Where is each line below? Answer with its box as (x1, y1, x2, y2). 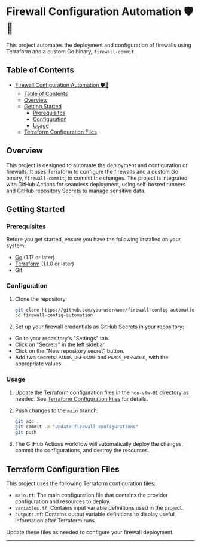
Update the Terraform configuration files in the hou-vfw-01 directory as (14, 389, 190, 396)
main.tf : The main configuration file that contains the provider (14, 492, 169, 499)
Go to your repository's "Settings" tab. (14, 335, 109, 342)
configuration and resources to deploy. (14, 498, 111, 505)
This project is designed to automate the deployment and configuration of (6, 161, 188, 168)
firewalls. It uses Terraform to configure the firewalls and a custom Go (6, 168, 179, 175)
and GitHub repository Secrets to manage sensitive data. (6, 187, 146, 194)
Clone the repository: (14, 295, 68, 303)
